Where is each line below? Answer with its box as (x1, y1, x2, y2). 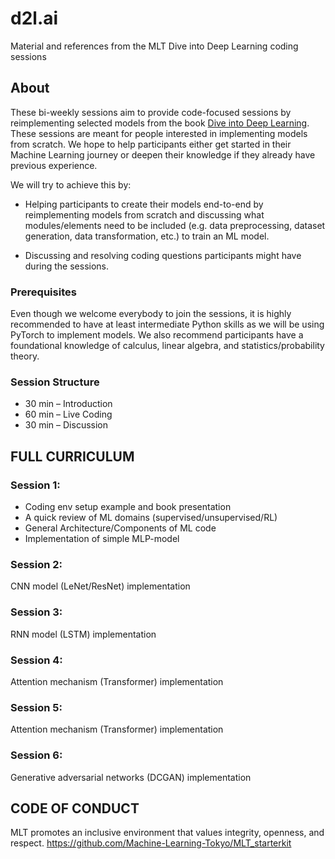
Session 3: (10, 605, 63, 619)
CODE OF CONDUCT (10, 800, 140, 817)
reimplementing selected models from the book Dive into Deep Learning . (10, 117, 310, 129)
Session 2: (10, 557, 63, 571)
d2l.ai (10, 7, 59, 30)
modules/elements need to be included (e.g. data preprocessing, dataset (24, 219, 326, 231)
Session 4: (10, 653, 63, 667)
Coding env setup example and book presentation (24, 501, 232, 513)
